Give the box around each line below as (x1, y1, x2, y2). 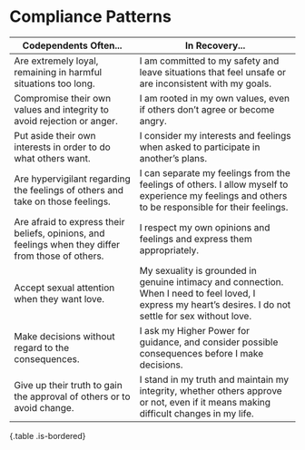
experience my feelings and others (139, 189, 288, 201)
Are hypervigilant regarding (14, 172, 132, 185)
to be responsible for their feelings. (139, 201, 289, 213)
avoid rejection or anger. (14, 114, 118, 127)
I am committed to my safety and (139, 54, 280, 67)
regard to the (14, 341, 70, 354)
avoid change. (14, 401, 74, 414)
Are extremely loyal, (14, 54, 99, 67)
